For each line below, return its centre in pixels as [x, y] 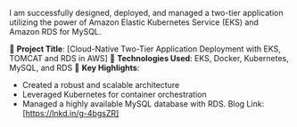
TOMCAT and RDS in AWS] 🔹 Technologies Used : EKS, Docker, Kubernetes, [149, 58]
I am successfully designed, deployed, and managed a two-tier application [146, 13]
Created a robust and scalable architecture [101, 85]
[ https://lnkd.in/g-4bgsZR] [70, 113]
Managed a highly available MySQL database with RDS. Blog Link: [143, 104]
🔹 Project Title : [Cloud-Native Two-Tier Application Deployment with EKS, [145, 49]
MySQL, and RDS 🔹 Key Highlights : [74, 67]
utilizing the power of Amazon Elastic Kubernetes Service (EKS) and [134, 22]
